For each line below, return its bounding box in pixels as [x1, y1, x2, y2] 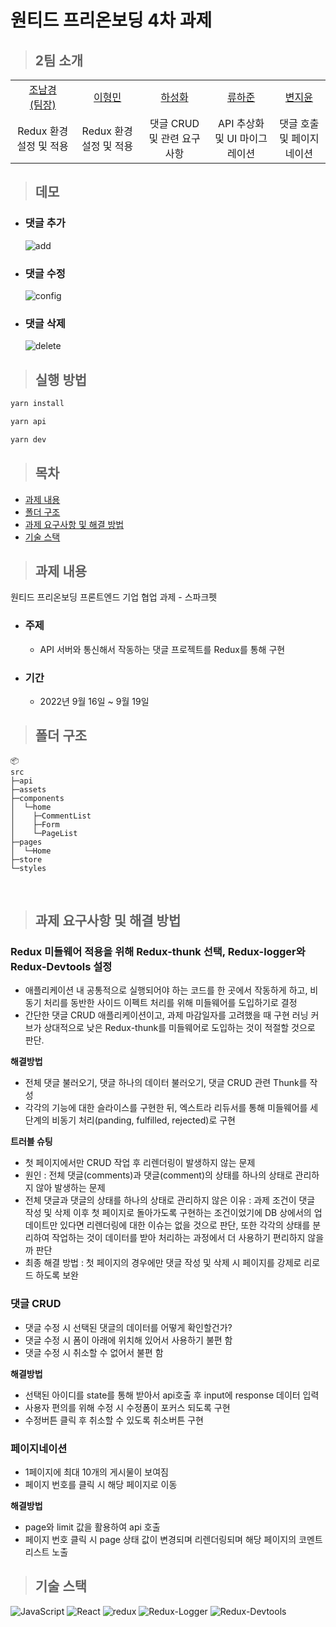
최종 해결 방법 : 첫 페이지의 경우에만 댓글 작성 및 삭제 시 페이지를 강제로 [24, 1257, 302, 1269]
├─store [10, 854, 43, 865]
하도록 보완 [35, 1269, 79, 1281]
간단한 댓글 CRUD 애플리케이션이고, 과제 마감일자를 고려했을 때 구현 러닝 [24, 1009, 309, 1021]
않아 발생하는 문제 [35, 1182, 106, 1194]
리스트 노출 [24, 1546, 69, 1558]
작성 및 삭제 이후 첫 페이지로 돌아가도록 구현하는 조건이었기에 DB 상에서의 [24, 1207, 312, 1219]
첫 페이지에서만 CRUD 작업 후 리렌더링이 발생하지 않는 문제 [24, 1157, 256, 1169]
